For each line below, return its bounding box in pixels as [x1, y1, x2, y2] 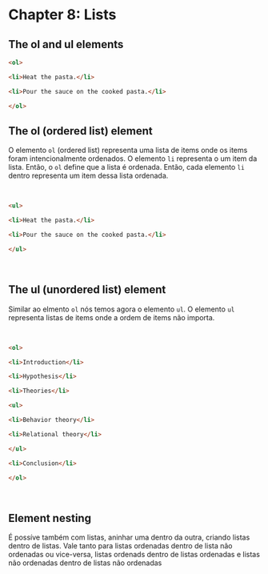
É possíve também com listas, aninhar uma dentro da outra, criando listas [8, 532, 250, 542]
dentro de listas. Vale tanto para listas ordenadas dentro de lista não [8, 541, 234, 551]
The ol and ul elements [8, 38, 124, 51]
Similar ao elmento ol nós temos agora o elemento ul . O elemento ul [8, 304, 235, 314]
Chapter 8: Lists [8, 6, 117, 24]
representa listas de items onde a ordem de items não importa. [8, 312, 215, 322]
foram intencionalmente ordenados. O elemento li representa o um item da [8, 154, 258, 163]
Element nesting [8, 511, 92, 525]
